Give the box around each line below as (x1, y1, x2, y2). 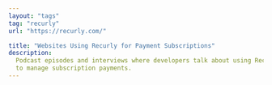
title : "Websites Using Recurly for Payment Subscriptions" (8, 41, 216, 49)
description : (8, 49, 53, 57)
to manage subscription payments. (15, 64, 132, 73)
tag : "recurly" (8, 19, 60, 28)
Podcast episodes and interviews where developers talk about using (15, 57, 252, 65)
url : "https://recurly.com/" (8, 27, 107, 35)
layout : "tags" (8, 11, 60, 20)
